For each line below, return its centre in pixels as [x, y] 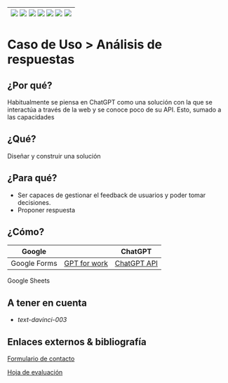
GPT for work [86, 264]
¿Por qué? [30, 85]
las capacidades [31, 117]
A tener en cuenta [47, 303]
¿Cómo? [26, 232]
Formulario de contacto [41, 359]
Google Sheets [29, 281]
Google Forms [34, 264]
